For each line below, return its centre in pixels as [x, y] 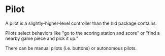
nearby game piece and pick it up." [42, 38]
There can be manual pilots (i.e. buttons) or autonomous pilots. [71, 48]
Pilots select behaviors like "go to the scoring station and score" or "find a [82, 33]
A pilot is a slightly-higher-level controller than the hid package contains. [81, 23]
